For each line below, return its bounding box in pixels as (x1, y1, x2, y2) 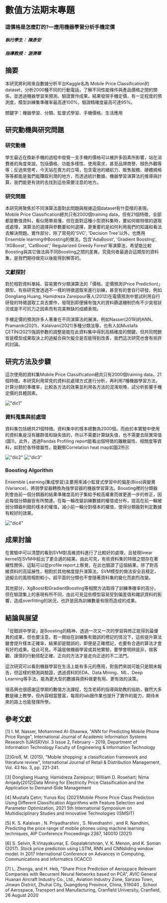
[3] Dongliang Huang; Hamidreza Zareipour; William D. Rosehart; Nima (5, 774, 149, 780)
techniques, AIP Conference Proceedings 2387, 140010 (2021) (5, 831, 133, 837)
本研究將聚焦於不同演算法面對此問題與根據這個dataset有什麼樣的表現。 (5, 205, 152, 211)
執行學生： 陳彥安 (5, 37, 41, 43)
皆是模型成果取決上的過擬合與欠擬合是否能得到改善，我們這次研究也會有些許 (5, 335, 162, 341)
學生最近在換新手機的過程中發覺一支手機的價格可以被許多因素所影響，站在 (5, 154, 158, 160)
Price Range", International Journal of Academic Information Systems (5, 734, 147, 740)
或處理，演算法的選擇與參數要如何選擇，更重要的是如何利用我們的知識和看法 (5, 224, 162, 230)
